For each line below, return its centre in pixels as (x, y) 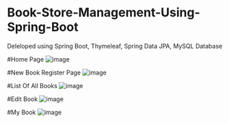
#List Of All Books (32, 85)
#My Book (22, 112)
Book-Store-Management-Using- (104, 13)
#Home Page (26, 59)
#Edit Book (23, 99)
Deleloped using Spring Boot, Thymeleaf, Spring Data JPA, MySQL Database (115, 46)
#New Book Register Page (44, 72)
